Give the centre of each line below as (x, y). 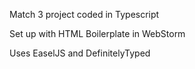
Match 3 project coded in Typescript (84, 14)
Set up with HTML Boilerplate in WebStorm (97, 33)
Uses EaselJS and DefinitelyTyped (80, 53)
